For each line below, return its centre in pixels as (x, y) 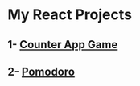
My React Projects (70, 15)
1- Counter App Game (63, 45)
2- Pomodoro (41, 71)
